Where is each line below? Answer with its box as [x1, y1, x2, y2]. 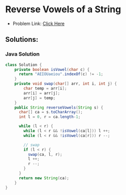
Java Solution [5, 51, 40, 58]
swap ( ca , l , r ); [27, 152, 62, 157]
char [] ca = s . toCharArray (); [18, 110, 83, 115]
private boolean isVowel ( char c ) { [14, 67, 90, 72]
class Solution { [5, 62, 42, 67]
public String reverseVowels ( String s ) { [14, 105, 103, 110]
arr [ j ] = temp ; [23, 95, 56, 101]
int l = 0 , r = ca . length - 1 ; [18, 114, 81, 119]
